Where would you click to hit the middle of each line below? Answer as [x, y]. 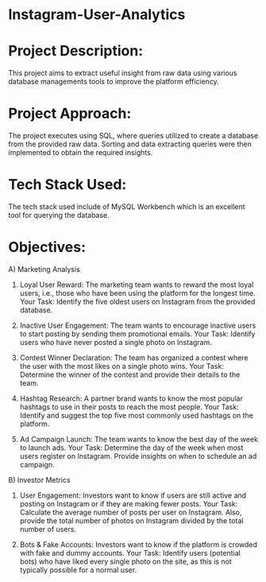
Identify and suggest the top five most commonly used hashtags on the [137, 415]
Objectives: [47, 247]
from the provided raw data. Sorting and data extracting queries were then [130, 144]
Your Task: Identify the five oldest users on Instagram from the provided [137, 301]
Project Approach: [70, 114]
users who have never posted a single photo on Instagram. [116, 342]
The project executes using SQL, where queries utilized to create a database [133, 136]
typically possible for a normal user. [78, 569]
